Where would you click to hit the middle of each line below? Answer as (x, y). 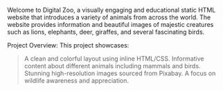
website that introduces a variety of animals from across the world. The (109, 17)
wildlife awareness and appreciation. (77, 81)
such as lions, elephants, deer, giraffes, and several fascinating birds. (106, 32)
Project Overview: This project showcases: (68, 45)
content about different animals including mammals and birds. (112, 66)
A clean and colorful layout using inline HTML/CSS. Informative (114, 59)
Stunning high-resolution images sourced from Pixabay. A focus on (120, 73)
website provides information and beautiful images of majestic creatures (110, 24)
